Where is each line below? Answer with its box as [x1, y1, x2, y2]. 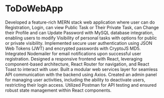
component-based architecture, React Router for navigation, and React [5, 61, 150, 67]
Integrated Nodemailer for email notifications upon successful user [5, 50, 141, 57]
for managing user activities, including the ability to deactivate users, [5, 77, 146, 83]
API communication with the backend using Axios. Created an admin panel [5, 71, 157, 77]
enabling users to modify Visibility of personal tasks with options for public [5, 35, 157, 41]
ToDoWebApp [5, 3, 63, 14]
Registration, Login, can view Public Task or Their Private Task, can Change [5, 24, 159, 30]
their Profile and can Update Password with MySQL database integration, [5, 30, 154, 35]
